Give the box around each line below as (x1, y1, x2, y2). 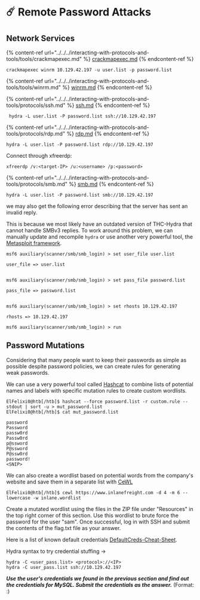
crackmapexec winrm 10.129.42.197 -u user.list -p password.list (6, 67, 172, 73)
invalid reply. (6, 209, 38, 216)
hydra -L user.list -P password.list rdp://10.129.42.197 (6, 142, 153, 148)
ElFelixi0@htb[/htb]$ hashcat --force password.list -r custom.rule (6, 399, 180, 405)
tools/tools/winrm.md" (6, 84, 61, 91)
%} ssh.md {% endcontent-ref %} (66, 102, 150, 109)
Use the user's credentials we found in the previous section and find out (6, 575, 189, 582)
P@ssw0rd (6, 451, 28, 457)
